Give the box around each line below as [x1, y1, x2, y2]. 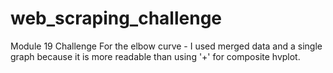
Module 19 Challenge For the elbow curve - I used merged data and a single [10, 40, 323, 52]
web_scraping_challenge [10, 7, 223, 30]
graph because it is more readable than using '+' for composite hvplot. [10, 50, 301, 62]
